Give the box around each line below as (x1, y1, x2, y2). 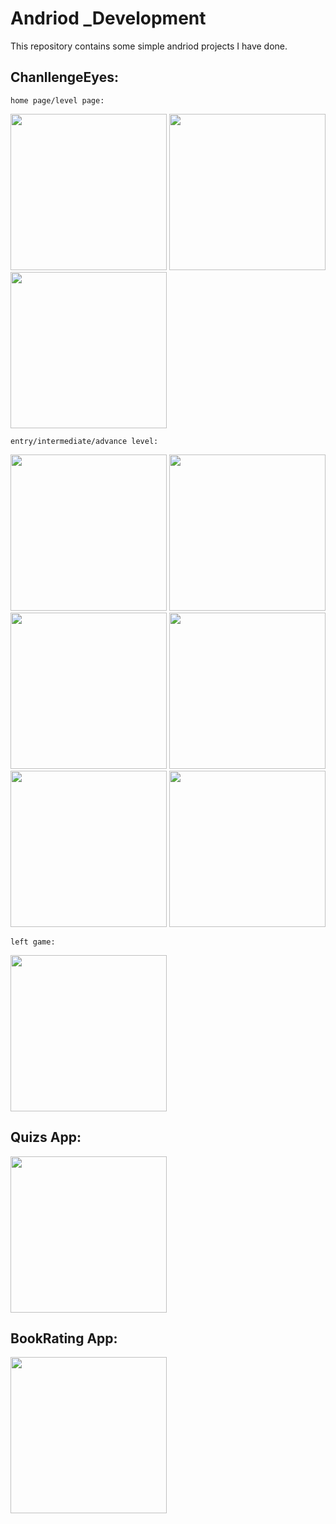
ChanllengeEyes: (10, 69, 119, 86)
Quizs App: (10, 1129, 82, 1146)
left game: (10, 937, 56, 947)
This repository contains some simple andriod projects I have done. (10, 40, 288, 52)
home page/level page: (10, 95, 105, 106)
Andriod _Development (10, 7, 207, 30)
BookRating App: (10, 1330, 118, 1347)
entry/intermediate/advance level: (10, 436, 159, 446)
